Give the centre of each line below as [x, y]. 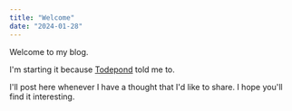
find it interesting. [42, 97]
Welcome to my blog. [49, 51]
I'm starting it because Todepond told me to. [92, 69]
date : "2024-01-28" [46, 26]
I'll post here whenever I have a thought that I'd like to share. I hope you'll [146, 87]
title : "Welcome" [42, 18]
